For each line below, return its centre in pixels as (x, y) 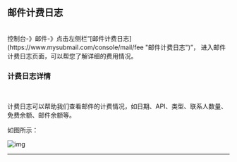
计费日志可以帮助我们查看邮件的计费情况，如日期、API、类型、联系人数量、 (117, 106)
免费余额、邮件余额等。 (41, 116)
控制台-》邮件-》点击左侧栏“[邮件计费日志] (69, 38)
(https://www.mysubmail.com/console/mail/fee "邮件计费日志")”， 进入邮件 (117, 47)
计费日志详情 (29, 76)
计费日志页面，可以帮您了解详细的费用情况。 (72, 56)
